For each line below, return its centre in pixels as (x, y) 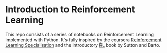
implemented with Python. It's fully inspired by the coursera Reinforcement (83, 40)
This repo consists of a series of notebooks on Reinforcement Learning (79, 34)
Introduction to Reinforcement (70, 9)
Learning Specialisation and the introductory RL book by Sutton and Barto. (83, 45)
